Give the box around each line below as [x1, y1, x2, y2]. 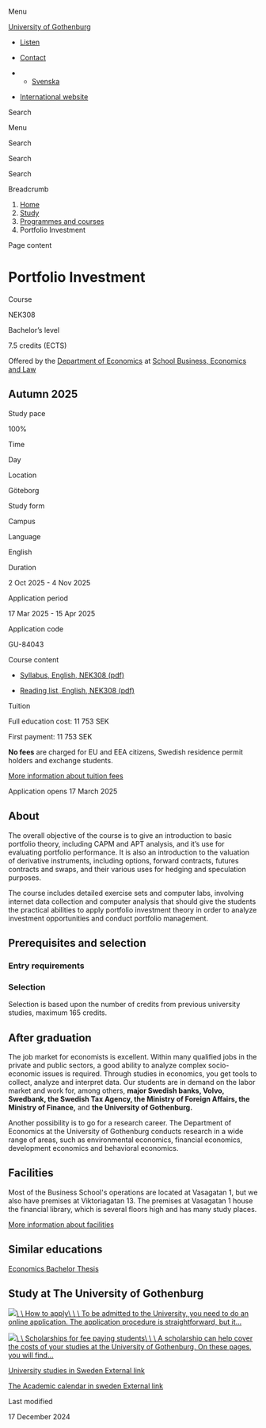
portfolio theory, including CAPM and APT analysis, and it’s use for [8, 839, 225, 848]
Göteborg [8, 485, 40, 495]
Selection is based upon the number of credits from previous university [8, 1000, 241, 1009]
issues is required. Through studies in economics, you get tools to [42, 1068, 257, 1079]
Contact [19, 53, 46, 62]
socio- [208, 1060, 230, 1070]
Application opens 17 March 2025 [8, 786, 118, 796]
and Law [8, 365, 36, 374]
